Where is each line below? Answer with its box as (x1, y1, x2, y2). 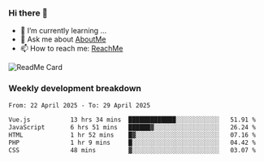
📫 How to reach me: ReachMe (19, 44, 123, 54)
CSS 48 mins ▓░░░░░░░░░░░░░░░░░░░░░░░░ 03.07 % (8, 146, 256, 154)
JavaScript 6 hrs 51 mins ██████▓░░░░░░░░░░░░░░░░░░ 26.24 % (8, 124, 256, 132)
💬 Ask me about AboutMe (19, 34, 106, 44)
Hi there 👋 (8, 7, 49, 19)
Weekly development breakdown (8, 83, 142, 94)
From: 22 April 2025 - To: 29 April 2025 (8, 101, 151, 109)
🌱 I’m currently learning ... (19, 26, 107, 36)
